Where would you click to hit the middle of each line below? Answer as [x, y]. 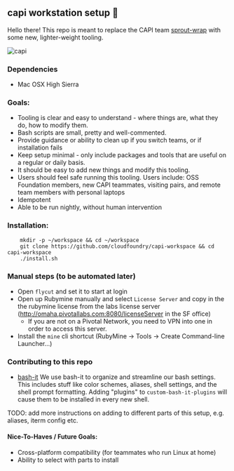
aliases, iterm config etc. [43, 420]
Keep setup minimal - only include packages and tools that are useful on [122, 155]
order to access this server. [67, 329]
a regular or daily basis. [51, 163]
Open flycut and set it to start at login [73, 291]
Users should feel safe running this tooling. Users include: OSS [108, 178]
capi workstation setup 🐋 [63, 13]
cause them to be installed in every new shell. [83, 399]
